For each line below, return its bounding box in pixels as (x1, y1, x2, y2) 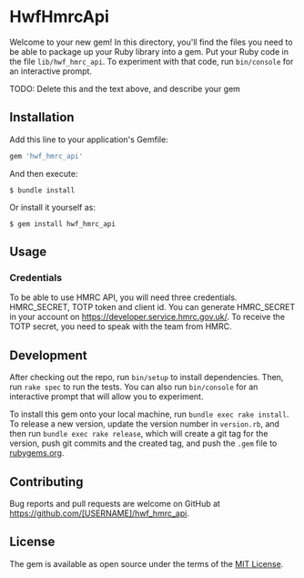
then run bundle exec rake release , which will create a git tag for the (9, 428, 269, 439)
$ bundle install (9, 185, 76, 195)
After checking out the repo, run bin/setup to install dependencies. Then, (9, 372, 284, 383)
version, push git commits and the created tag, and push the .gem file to (9, 438, 278, 449)
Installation (9, 109, 75, 125)
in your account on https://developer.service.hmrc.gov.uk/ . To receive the (9, 312, 285, 323)
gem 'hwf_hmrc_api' (9, 151, 84, 160)
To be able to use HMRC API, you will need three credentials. (9, 292, 238, 303)
